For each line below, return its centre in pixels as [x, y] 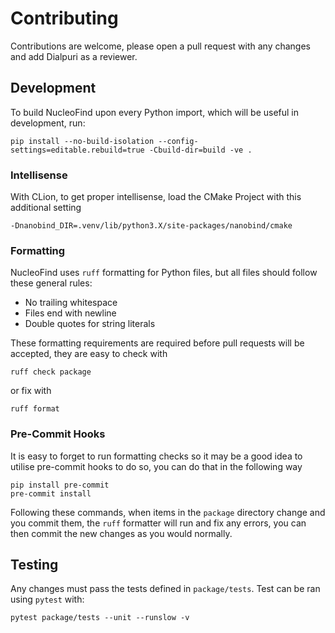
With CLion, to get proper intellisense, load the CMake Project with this [156, 197]
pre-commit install [51, 493]
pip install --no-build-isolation [82, 141]
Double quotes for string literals [90, 324]
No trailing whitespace [71, 303]
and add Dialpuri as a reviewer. [74, 56]
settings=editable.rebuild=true [77, 150]
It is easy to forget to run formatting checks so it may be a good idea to [156, 456]
